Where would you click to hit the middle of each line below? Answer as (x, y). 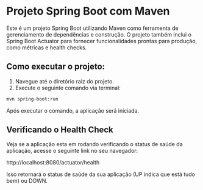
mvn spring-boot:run (33, 99)
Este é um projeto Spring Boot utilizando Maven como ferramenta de (92, 28)
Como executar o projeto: (56, 67)
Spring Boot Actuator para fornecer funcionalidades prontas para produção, (102, 41)
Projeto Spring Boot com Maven (88, 11)
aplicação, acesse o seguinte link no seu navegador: (72, 151)
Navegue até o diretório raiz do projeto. (65, 81)
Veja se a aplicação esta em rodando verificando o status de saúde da (94, 144)
